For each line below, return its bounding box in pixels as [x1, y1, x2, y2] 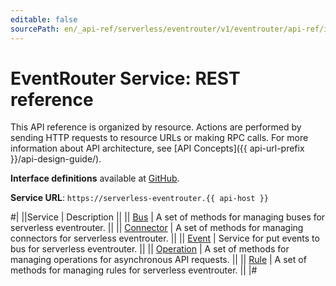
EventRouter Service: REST [10, 67, 241, 90]
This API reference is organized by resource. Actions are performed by [10, 121, 302, 133]
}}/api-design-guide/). [10, 153, 102, 165]
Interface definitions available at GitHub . [10, 172, 180, 185]
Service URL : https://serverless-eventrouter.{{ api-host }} [10, 192, 270, 204]
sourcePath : [10, 24, 60, 34]
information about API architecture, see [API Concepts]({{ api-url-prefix [10, 142, 305, 155]
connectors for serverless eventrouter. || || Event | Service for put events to [10, 232, 320, 245]
